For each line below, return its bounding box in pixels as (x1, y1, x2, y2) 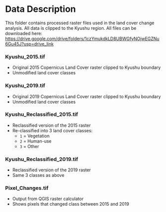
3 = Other (19, 143, 39, 149)
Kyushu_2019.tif (5, 82, 46, 89)
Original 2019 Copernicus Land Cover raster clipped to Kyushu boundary (12, 93, 161, 100)
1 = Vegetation (19, 133, 50, 139)
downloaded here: (5, 30, 43, 36)
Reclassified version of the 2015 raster (12, 122, 91, 128)
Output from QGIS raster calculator (12, 196, 84, 202)
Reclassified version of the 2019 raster (12, 167, 91, 173)
